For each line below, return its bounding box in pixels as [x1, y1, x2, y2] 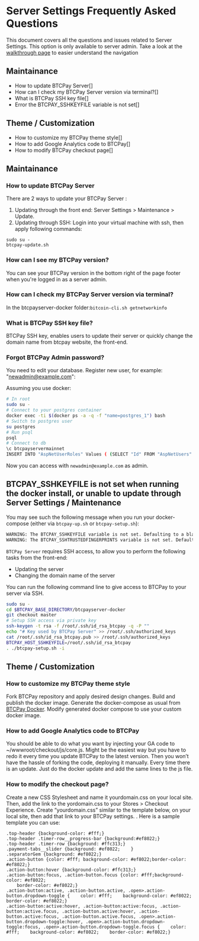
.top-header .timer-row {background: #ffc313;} [6, 841, 126, 847]
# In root [6, 396, 31, 402]
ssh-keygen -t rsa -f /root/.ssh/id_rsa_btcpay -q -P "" [6, 623, 150, 629]
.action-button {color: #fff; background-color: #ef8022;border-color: [6, 856, 187, 862]
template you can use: [6, 819, 60, 826]
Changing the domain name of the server [14, 572, 115, 579]
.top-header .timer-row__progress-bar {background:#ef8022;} [6, 835, 161, 841]
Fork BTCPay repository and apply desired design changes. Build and [6, 693, 176, 700]
